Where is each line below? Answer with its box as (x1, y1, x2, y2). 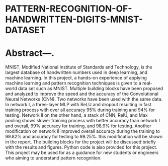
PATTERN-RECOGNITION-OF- (5, 3, 132, 15)
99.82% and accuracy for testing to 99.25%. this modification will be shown (5, 134, 162, 140)
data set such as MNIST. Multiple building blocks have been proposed (18, 86, 163, 92)
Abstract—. (5, 47, 54, 59)
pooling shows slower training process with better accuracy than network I (5, 118, 160, 124)
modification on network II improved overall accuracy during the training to (5, 128, 160, 134)
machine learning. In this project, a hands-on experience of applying (5, 75, 147, 81)
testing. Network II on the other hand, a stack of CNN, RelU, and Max (5, 112, 148, 118)
